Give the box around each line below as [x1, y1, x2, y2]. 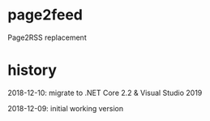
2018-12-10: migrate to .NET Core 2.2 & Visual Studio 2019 [7, 88, 203, 97]
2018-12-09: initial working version [7, 103, 123, 113]
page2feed [7, 6, 83, 24]
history [7, 61, 58, 80]
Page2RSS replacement [7, 32, 87, 42]
